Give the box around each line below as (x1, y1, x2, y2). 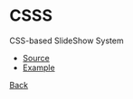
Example (22, 62, 56, 73)
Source (22, 52, 50, 63)
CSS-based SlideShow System (9, 35, 124, 46)
